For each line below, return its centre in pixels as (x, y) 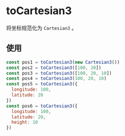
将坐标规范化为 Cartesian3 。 (42, 28)
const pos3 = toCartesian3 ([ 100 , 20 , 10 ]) (59, 73)
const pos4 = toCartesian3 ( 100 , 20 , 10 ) (57, 79)
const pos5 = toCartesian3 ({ (42, 84)
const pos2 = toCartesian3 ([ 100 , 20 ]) (54, 68)
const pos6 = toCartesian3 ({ (42, 106)
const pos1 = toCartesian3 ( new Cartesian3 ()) (63, 62)
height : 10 (25, 122)
